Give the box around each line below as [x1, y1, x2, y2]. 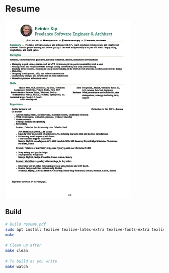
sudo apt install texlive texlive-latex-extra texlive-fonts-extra [5, 227, 150, 232]
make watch [5, 264, 28, 269]
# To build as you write [5, 258, 57, 264]
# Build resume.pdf [5, 222, 46, 227]
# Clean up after [5, 243, 42, 248]
